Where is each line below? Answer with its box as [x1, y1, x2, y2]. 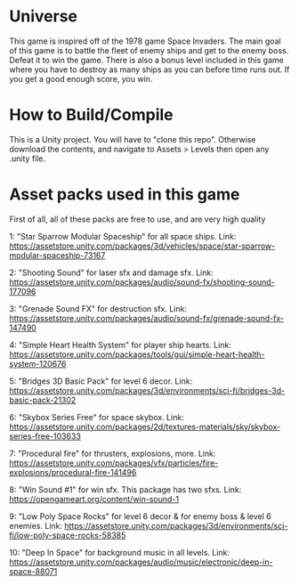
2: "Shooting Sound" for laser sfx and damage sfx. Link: [9, 267, 214, 278]
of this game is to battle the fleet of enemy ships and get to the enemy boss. [9, 45, 289, 55]
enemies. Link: [9, 520, 63, 531]
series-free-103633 [9, 430, 82, 442]
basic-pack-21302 [9, 394, 77, 405]
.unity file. [9, 153, 46, 164]
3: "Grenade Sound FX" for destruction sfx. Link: [9, 303, 187, 313]
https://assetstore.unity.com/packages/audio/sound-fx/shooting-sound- [9, 276, 276, 287]
